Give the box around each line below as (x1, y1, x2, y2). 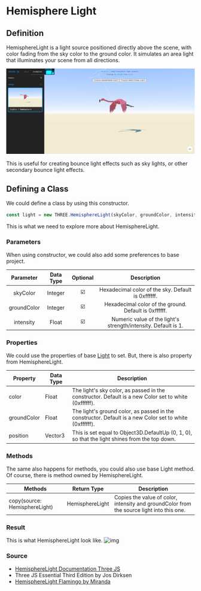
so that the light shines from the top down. (72, 435, 176, 443)
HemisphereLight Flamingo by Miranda (14, 578, 111, 585)
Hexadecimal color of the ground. (104, 301, 187, 308)
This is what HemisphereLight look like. (6, 537, 103, 544)
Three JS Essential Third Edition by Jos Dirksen (14, 572, 132, 579)
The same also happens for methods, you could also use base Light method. (6, 465, 195, 472)
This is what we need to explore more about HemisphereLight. (6, 223, 160, 230)
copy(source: (8, 497, 42, 504)
